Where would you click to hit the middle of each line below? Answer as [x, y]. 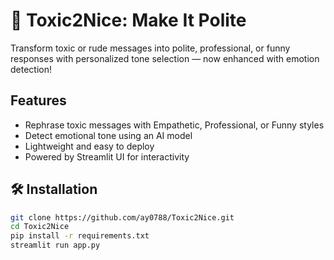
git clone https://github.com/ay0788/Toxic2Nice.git [122, 217]
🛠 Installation [54, 189]
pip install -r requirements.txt [80, 236]
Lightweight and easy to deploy [89, 146]
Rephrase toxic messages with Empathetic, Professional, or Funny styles [174, 125]
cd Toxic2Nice [40, 227]
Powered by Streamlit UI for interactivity [107, 156]
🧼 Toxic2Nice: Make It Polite [128, 20]
